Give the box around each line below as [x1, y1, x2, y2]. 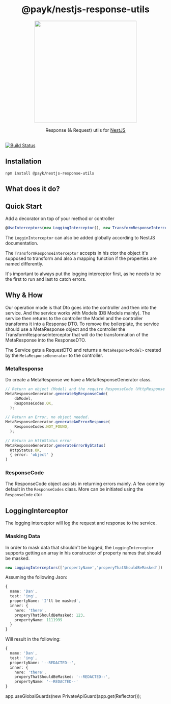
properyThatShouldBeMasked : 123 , [14, 613, 85, 618]
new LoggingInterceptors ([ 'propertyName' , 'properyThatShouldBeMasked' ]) [5, 565, 163, 570]
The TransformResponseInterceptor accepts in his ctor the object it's [5, 250, 149, 256]
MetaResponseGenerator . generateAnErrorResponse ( [5, 420, 110, 425]
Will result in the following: [5, 636, 61, 642]
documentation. [5, 240, 39, 246]
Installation [5, 157, 42, 166]
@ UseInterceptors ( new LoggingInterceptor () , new [5, 225, 110, 230]
